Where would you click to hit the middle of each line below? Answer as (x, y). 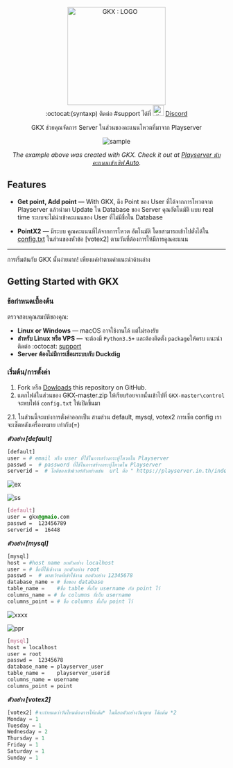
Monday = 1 (23, 719)
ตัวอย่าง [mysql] (28, 543)
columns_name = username (43, 680)
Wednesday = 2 (28, 732)
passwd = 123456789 (37, 524)
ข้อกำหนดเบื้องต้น (31, 301)
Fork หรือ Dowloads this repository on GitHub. (82, 387)
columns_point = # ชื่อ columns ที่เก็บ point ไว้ (70, 601)
